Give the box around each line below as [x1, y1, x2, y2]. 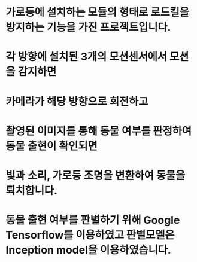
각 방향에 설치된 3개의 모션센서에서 [5, 50, 167, 63]
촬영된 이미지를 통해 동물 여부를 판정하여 [5, 124, 192, 138]
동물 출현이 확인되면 [5, 139, 98, 153]
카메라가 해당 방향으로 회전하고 [5, 95, 148, 108]
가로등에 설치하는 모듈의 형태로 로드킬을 [5, 5, 190, 19]
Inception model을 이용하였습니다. [5, 243, 171, 257]
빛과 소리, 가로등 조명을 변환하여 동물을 [5, 169, 186, 182]
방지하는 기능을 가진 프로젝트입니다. [5, 20, 171, 34]
